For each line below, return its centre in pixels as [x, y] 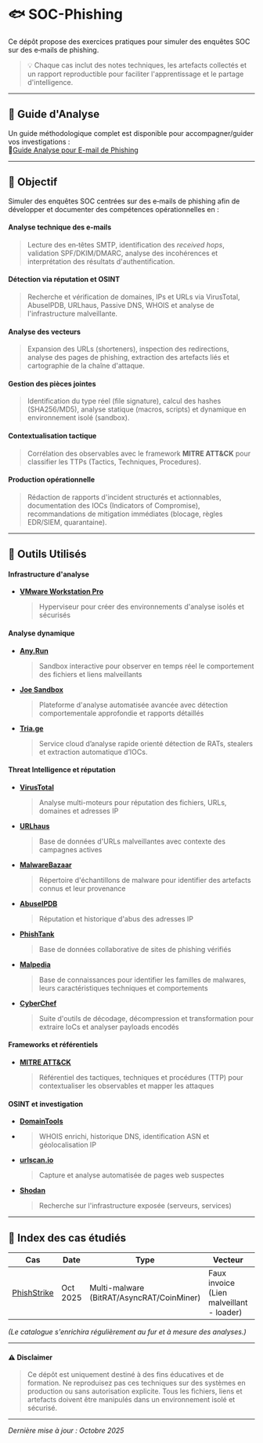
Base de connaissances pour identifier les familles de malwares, [142, 980]
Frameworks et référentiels [53, 1045]
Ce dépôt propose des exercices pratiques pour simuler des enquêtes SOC [129, 41]
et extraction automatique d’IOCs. [93, 752]
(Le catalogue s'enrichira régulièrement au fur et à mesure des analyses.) [127, 1332]
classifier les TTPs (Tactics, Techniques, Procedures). [114, 461]
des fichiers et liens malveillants [90, 674]
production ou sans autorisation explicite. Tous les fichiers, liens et [135, 1391]
